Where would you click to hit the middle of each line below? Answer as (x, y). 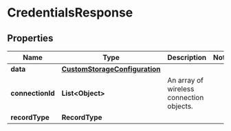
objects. (180, 106)
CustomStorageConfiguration (111, 69)
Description (187, 58)
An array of (186, 80)
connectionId (33, 93)
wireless (181, 89)
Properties (30, 38)
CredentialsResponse (70, 13)
